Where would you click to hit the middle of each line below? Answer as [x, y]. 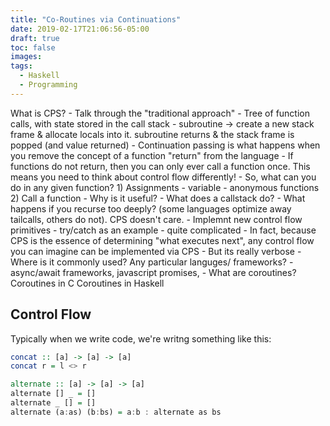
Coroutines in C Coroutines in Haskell [87, 283]
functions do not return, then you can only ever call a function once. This [160, 166]
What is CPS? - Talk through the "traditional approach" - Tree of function [160, 113]
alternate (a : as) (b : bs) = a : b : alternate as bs [116, 412]
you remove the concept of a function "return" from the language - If [152, 155]
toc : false [33, 47]
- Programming [48, 85]
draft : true [35, 38]
